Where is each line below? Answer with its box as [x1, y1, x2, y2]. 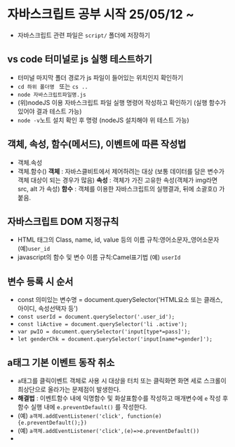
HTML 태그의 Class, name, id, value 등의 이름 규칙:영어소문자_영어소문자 [17, 235, 220, 244]
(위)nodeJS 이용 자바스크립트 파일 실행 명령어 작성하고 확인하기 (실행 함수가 [17, 98, 227, 106]
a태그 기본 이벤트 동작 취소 [7, 357, 115, 369]
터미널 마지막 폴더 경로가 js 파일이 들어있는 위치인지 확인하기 [17, 73, 184, 81]
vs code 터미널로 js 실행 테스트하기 [7, 53, 153, 65]
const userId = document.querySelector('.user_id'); [17, 313, 175, 321]
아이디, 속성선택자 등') [17, 304, 79, 312]
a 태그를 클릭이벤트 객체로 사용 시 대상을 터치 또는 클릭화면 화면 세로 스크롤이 [17, 376, 227, 385]
